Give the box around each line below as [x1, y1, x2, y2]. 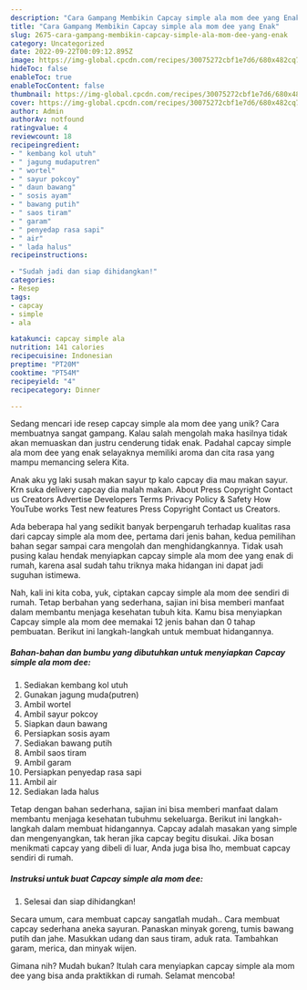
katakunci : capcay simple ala [10, 335, 126, 344]
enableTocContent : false [10, 81, 105, 90]
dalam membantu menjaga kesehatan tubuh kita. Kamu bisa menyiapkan [10, 607, 282, 618]
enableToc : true [10, 73, 72, 82]
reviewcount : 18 [10, 132, 72, 141]
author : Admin [10, 107, 65, 116]
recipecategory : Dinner [10, 385, 101, 395]
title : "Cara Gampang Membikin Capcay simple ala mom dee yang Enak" [10, 22, 281, 31]
